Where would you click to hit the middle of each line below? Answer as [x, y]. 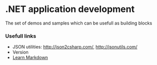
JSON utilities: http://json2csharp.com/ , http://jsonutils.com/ [75, 47]
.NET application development [70, 9]
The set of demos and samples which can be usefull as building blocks [79, 23]
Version [20, 52]
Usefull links [21, 36]
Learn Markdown [30, 57]
